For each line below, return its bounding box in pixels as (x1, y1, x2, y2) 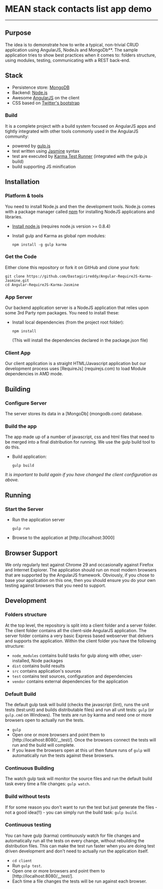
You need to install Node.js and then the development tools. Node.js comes (5, 203, 155, 209)
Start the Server (5, 505, 44, 512)
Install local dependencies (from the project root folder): (12, 319, 125, 325)
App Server (5, 293, 33, 300)
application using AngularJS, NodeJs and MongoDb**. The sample (5, 47, 138, 53)
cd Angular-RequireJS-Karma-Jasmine (5, 282, 79, 287)
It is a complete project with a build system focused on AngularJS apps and (5, 123, 156, 129)
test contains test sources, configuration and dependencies (12, 673, 132, 679)
